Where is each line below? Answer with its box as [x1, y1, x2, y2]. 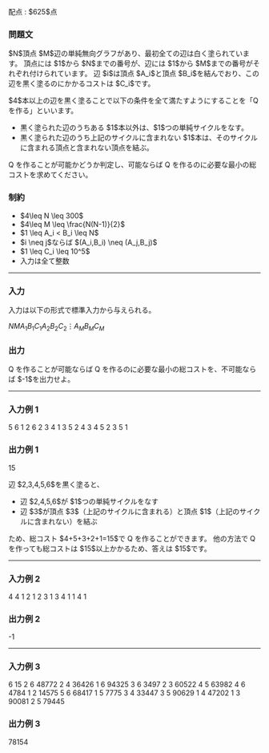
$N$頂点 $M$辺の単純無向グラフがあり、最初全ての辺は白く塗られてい [8, 49, 243, 59]
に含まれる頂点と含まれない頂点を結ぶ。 [19, 143, 154, 152]
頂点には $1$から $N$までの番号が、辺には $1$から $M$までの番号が [23, 59, 254, 68]
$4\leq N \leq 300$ [19, 211, 84, 221]
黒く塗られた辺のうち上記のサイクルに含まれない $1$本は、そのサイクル [19, 133, 258, 143]
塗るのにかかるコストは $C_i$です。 [35, 79, 155, 88]
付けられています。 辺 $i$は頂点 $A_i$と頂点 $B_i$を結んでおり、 [29, 69, 246, 79]
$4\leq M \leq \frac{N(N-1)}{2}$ [19, 219, 126, 229]
